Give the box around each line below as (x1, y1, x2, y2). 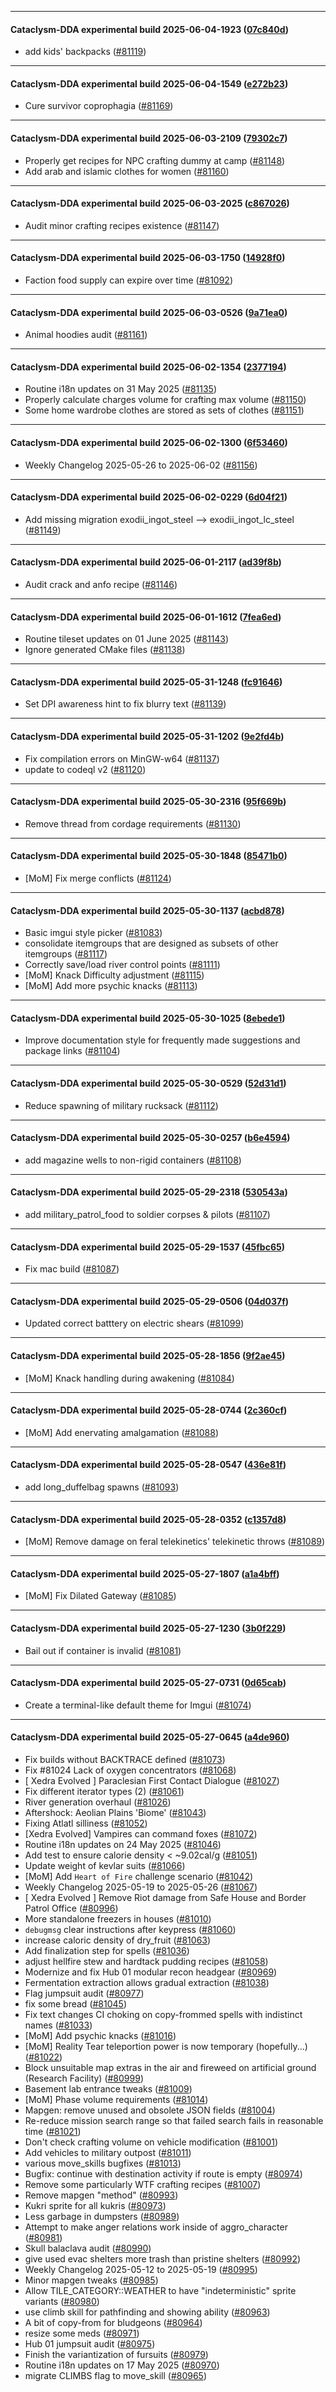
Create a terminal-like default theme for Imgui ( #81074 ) (24, 1699, 252, 1711)
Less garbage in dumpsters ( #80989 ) (24, 2211, 180, 2223)
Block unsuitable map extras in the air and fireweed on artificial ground (24, 2062, 317, 2074)
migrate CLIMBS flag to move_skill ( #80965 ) (24, 2370, 208, 2382)
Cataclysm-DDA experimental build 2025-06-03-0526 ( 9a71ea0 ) (10, 306, 288, 318)
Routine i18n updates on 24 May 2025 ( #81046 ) (24, 1839, 222, 1851)
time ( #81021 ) (24, 2126, 82, 2138)
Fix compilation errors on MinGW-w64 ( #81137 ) (24, 752, 220, 765)
